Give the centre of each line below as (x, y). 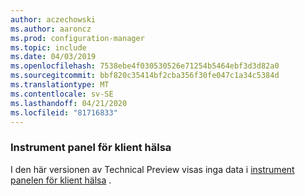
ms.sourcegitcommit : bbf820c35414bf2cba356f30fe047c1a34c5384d (145, 76)
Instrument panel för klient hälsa (91, 148)
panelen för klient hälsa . (61, 180)
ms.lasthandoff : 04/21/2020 (69, 103)
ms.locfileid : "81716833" (64, 112)
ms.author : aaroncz (51, 29)
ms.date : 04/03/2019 (53, 57)
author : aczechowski (53, 19)
